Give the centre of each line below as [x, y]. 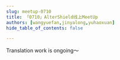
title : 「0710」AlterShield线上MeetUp [52, 17]
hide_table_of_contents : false [45, 28]
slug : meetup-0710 [29, 11]
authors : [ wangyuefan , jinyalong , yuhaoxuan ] [61, 22]
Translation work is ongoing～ [43, 51]
